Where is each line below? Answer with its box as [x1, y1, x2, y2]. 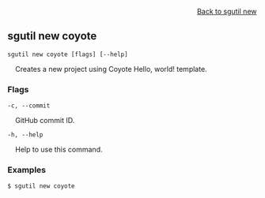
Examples [7, 165, 47, 176]
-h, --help [7, 131, 44, 139]
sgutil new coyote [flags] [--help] [7, 50, 128, 58]
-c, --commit [7, 102, 51, 110]
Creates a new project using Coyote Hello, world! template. [14, 64, 207, 73]
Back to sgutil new [196, 7, 257, 16]
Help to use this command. [14, 145, 103, 155]
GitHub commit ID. [14, 116, 75, 125]
